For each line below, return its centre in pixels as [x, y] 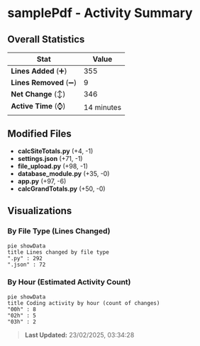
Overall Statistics [46, 39]
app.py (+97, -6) [42, 181]
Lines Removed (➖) [44, 83]
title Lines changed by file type [59, 252]
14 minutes [102, 107]
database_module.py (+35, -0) [63, 173]
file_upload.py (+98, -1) [53, 166]
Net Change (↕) [38, 94]
